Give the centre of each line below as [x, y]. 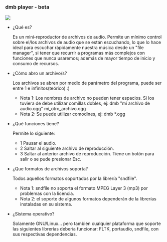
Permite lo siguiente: [34, 133]
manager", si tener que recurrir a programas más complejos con [79, 53]
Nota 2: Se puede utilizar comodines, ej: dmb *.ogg [72, 114]
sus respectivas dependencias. [45, 234]
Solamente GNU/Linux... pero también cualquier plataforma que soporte [87, 223]
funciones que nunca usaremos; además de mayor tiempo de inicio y [84, 58]
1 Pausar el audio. [38, 143]
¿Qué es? [22, 27]
